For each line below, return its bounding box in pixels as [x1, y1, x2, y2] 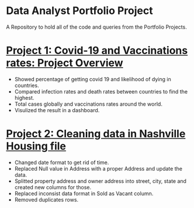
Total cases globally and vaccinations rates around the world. [14, 100, 162, 108]
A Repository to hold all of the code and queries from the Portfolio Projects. [6, 23, 187, 30]
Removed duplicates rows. [14, 196, 79, 203]
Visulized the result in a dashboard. [14, 106, 100, 113]
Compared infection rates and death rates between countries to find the [14, 88, 188, 95]
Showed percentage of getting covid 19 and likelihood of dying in [14, 75, 171, 82]
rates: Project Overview [6, 57, 124, 70]
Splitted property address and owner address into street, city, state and [14, 177, 187, 185]
